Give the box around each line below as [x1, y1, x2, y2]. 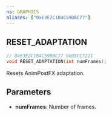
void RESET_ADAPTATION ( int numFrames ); [6, 59, 107, 65]
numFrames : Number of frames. [15, 103, 97, 110]
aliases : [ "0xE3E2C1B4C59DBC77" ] [6, 15, 91, 21]
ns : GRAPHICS [6, 8, 39, 15]
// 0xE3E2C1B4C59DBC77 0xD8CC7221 [6, 53, 94, 59]
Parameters [6, 87, 51, 97]
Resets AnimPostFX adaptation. [6, 70, 85, 77]
